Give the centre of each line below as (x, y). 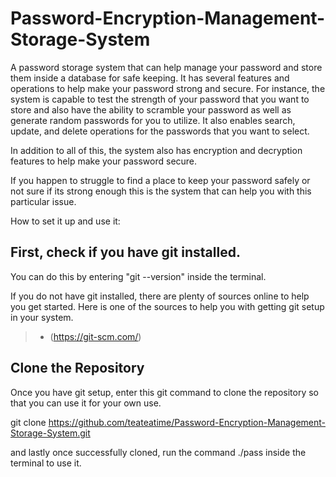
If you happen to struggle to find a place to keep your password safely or (160, 180)
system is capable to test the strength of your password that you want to (160, 99)
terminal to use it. (46, 463)
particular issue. (43, 201)
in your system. (42, 317)
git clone (28, 422)
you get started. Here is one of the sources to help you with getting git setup (167, 306)
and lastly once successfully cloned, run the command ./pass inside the (158, 452)
